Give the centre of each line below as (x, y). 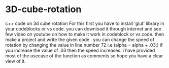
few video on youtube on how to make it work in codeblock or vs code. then (85, 34)
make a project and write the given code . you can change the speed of (80, 40)
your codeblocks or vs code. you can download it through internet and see (83, 28)
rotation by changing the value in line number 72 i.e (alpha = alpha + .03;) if (84, 45)
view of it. (16, 61)
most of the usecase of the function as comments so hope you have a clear (84, 56)
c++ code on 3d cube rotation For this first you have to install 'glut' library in (85, 23)
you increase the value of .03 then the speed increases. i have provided (80, 50)
